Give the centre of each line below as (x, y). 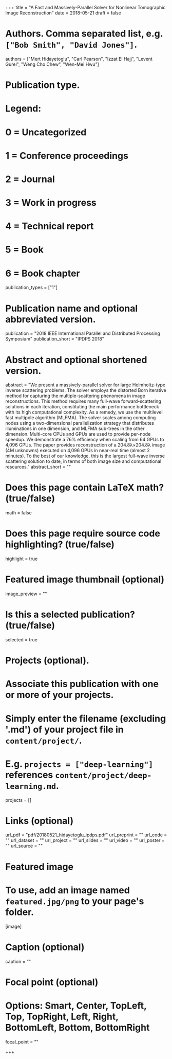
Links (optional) (39, 821)
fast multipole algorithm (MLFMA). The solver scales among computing (81, 418)
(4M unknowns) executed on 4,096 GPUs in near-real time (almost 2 (78, 451)
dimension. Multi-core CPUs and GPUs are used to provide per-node (78, 434)
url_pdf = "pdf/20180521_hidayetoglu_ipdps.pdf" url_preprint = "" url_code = (86, 835)
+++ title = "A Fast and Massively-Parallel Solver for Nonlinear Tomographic (85, 7)
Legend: (23, 109)
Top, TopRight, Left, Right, (62, 1017)
